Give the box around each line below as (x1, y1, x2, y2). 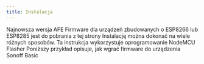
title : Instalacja (6, 9, 53, 15)
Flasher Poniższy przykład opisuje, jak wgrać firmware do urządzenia (6, 45, 181, 52)
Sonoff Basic (6, 51, 38, 59)
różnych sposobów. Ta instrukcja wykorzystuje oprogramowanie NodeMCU (6, 38, 195, 46)
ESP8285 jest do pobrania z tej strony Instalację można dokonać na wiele (6, 32, 191, 40)
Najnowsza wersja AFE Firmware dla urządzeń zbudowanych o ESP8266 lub (6, 26, 199, 33)
